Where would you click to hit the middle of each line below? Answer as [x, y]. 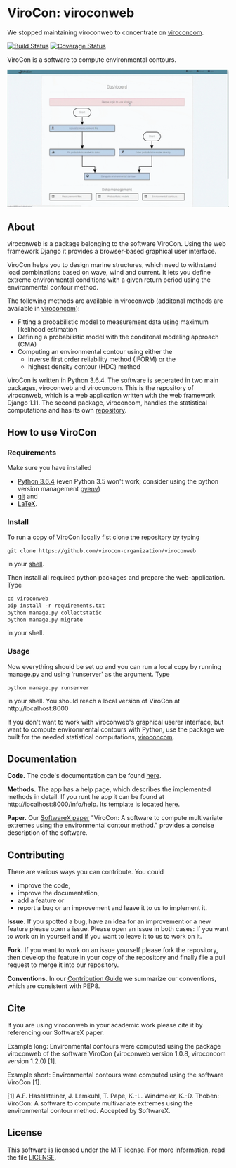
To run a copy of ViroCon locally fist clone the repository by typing [104, 537]
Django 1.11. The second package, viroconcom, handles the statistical [107, 403]
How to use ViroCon [52, 433]
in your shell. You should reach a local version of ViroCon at [94, 701]
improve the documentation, [58, 893]
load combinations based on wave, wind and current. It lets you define [109, 273]
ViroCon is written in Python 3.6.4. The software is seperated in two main [113, 380]
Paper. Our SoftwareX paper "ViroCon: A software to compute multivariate [115, 818]
